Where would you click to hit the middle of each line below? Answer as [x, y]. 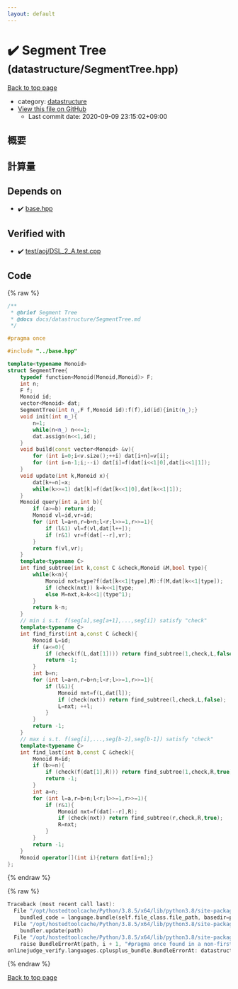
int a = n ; [46, 791]
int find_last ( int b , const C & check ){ [77, 752]
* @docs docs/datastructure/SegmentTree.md [75, 319]
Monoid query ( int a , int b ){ [61, 502]
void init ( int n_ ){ [49, 417]
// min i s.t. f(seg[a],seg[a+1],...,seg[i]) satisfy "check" [114, 621]
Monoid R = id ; [52, 759]
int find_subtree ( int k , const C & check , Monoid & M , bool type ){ [114, 568]
